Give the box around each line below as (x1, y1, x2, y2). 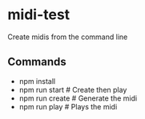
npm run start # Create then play (18, 85, 127, 94)
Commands (7, 55, 67, 69)
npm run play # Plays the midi (18, 101, 118, 111)
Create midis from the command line (7, 32, 128, 42)
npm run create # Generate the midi (18, 93, 138, 103)
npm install (18, 76, 56, 85)
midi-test (7, 6, 70, 24)
